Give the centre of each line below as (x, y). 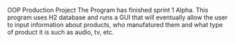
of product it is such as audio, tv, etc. (60, 32)
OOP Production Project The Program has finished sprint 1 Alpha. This (108, 10)
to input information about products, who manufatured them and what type (115, 25)
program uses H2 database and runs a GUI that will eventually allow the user (117, 17)
